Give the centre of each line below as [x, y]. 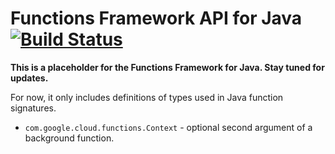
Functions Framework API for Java [156, 18]
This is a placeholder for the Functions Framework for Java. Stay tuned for [167, 67]
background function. [69, 138]
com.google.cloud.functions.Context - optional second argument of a [168, 127]
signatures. [33, 108]
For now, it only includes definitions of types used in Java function [147, 97]
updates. [29, 78]
